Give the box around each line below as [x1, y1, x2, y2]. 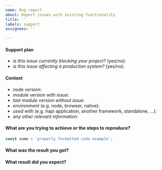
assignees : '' [5, 26, 36, 32]
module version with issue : [12, 92, 70, 98]
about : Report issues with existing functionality [5, 12, 115, 17]
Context [5, 75, 23, 81]
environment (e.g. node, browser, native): [12, 102, 100, 108]
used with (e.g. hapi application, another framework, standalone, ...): [12, 108, 157, 114]
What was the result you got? [5, 147, 69, 153]
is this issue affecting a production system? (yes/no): [12, 63, 125, 69]
